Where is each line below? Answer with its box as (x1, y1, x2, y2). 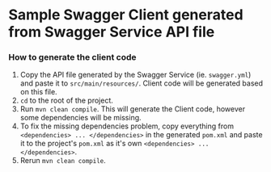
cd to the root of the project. (19, 95, 113, 106)
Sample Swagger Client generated (8, 6, 244, 24)
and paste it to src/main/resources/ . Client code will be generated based (19, 78, 264, 88)
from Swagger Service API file (8, 23, 215, 41)
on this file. (19, 87, 58, 97)
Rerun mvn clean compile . (19, 156, 107, 166)
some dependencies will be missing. (19, 113, 142, 123)
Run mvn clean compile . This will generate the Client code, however (19, 104, 245, 114)
